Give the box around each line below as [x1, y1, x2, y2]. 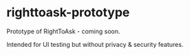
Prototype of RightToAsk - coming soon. [6, 27, 120, 35]
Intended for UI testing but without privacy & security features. [6, 40, 184, 48]
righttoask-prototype [6, 5, 130, 20]
